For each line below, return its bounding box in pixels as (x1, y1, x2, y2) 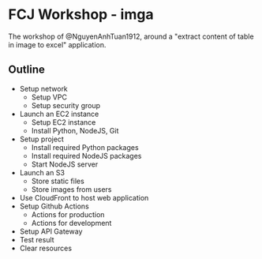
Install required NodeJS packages (31, 151, 142, 160)
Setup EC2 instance (31, 117, 96, 127)
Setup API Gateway (19, 227, 83, 236)
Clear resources (19, 243, 73, 253)
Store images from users (31, 184, 112, 194)
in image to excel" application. (8, 39, 107, 49)
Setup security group (31, 100, 101, 110)
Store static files (31, 176, 84, 186)
